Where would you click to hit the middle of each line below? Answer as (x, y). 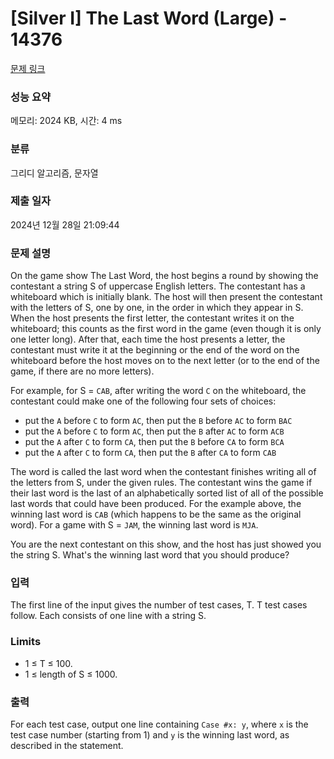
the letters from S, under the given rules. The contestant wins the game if (161, 483)
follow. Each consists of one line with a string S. (108, 616)
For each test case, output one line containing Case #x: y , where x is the (159, 724)
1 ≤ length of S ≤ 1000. (71, 674)
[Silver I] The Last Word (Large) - (149, 18)
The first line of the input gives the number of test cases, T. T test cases (159, 605)
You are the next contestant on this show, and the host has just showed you (166, 544)
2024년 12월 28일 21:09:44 (65, 224)
